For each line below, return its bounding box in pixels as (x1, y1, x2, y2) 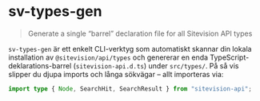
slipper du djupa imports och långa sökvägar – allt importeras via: (8, 69, 224, 79)
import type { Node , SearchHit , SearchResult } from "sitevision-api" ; (8, 84, 252, 93)
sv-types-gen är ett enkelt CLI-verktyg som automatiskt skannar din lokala (8, 44, 252, 53)
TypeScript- (210, 52, 250, 62)
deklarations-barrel (8, 60, 72, 70)
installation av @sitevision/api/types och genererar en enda (8, 52, 209, 62)
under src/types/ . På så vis (148, 60, 239, 70)
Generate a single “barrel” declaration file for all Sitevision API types (27, 29, 253, 38)
